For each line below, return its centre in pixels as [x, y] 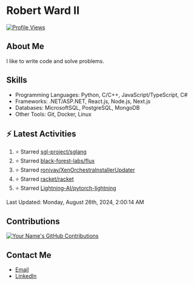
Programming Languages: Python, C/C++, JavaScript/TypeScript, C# [101, 95]
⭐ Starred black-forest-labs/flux [55, 161]
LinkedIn [26, 276]
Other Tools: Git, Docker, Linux [53, 114]
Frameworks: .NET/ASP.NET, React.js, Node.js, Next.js [83, 101]
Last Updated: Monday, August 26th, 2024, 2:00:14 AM [75, 202]
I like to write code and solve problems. [55, 61]
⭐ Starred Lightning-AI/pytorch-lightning [65, 188]
